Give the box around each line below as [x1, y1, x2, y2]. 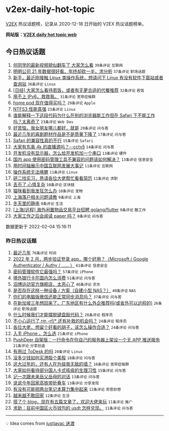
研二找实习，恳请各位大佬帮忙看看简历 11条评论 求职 [13, 175, 118, 181]
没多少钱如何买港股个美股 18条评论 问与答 [13, 355, 96, 361]
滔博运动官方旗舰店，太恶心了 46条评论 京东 [13, 281, 101, 287]
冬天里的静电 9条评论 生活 [13, 200, 63, 206]
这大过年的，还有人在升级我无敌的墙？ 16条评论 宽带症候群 [13, 361, 129, 367]
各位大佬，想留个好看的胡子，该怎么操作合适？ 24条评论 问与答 [13, 324, 139, 330]
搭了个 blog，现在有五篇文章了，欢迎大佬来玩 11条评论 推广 [13, 399, 133, 405]
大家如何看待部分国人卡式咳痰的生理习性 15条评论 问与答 [13, 367, 126, 373]
